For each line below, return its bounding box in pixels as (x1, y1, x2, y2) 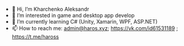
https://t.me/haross (11, 33, 59, 40)
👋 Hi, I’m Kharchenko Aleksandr (11, 6, 90, 12)
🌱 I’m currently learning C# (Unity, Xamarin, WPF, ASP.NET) (11, 18, 158, 25)
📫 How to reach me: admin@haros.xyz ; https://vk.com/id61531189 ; (11, 25, 178, 32)
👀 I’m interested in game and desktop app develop (11, 12, 135, 19)
